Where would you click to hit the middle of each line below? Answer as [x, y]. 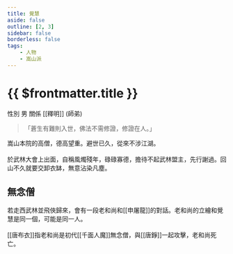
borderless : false [34, 40]
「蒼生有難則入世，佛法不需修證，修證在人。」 [90, 128]
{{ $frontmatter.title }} [73, 93]
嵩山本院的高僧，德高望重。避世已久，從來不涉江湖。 [83, 143]
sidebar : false [29, 33]
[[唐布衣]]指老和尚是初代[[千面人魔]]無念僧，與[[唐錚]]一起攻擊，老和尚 [109, 235]
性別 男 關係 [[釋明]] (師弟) [45, 113]
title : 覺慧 [23, 14]
